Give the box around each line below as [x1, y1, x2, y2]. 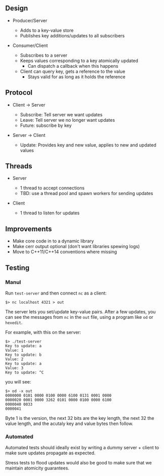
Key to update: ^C [5, 370, 44, 375]
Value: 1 [5, 348, 24, 353]
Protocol [5, 88, 33, 97]
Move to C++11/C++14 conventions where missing [12, 249, 117, 255]
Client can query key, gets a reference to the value [20, 68, 125, 74]
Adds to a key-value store [20, 27, 74, 33]
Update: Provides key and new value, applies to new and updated [20, 141, 156, 148]
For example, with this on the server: [5, 329, 81, 335]
